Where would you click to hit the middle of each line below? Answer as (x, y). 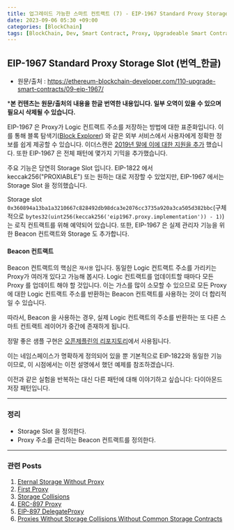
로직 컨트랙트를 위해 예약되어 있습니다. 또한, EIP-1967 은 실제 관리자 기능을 (116, 225)
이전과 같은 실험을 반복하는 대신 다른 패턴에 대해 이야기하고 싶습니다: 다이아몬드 (115, 379)
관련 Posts (24, 466)
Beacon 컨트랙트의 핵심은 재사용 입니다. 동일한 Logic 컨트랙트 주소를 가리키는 (112, 268)
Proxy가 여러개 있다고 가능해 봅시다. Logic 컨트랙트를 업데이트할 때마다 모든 (110, 277)
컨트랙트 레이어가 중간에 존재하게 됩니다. (75, 326)
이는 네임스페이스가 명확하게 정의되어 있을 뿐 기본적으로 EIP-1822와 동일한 (108, 356)
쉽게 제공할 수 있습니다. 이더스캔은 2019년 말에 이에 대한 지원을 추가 (112, 144)
